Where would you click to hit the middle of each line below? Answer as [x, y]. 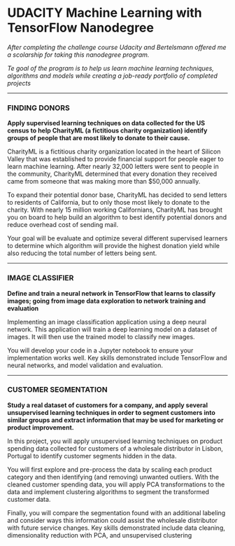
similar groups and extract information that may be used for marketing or [115, 420]
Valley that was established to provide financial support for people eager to [115, 159]
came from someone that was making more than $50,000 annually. [104, 182]
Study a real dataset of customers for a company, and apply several [108, 405]
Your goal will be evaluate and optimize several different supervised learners [117, 238]
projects [19, 83]
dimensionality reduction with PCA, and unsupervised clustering [100, 535]
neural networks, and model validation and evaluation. [85, 365]
